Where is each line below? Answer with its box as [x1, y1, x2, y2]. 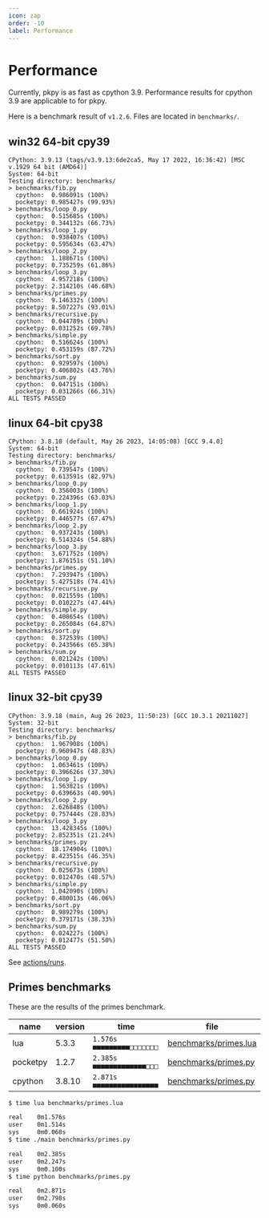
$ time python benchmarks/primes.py [8, 1172, 130, 1180]
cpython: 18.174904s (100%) [15, 845, 113, 853]
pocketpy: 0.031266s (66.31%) [15, 388, 116, 396]
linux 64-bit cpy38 [8, 416, 104, 430]
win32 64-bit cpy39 [8, 135, 110, 148]
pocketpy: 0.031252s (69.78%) [15, 325, 116, 333]
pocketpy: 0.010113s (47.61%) [15, 662, 116, 670]
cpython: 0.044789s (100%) [15, 317, 110, 325]
